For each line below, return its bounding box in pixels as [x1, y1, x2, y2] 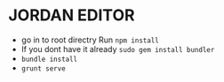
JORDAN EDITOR [8, 5, 135, 26]
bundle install [20, 55, 78, 63]
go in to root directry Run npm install [20, 34, 159, 45]
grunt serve [20, 63, 66, 73]
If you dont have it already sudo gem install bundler [20, 43, 215, 54]
